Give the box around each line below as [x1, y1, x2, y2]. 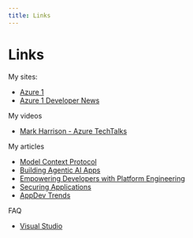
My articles [8, 142, 45, 151]
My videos [8, 111, 43, 120]
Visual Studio [19, 221, 63, 230]
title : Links [8, 11, 51, 20]
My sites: [8, 72, 38, 81]
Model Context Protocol [19, 157, 97, 166]
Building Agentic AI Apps [19, 165, 101, 175]
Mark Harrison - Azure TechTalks [19, 126, 128, 135]
